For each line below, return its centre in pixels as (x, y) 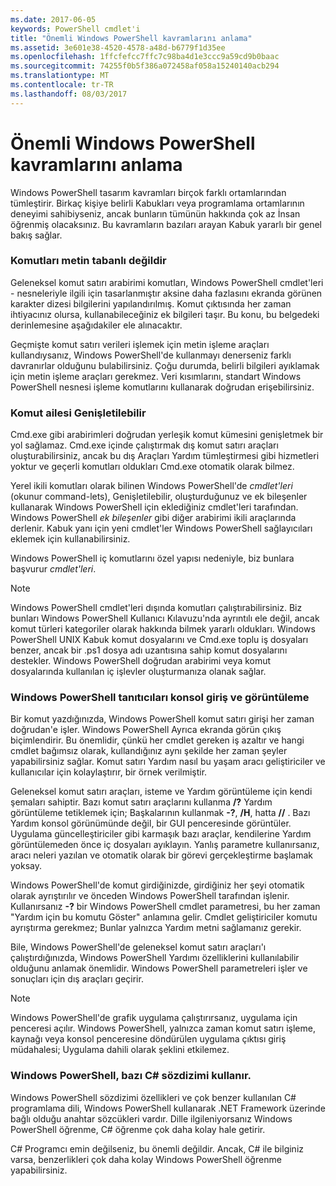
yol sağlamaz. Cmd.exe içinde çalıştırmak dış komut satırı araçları (144, 445)
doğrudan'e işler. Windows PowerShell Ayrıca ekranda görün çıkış (146, 730)
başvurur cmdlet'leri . (53, 569)
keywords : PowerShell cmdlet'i (75, 29)
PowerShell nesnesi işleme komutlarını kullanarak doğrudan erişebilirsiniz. (162, 387)
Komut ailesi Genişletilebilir (78, 413)
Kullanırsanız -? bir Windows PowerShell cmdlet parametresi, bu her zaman (165, 907)
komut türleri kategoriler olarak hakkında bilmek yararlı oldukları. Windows (163, 629)
